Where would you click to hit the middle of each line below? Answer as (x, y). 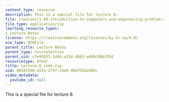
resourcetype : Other (27, 61)
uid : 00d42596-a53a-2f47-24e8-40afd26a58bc (52, 71)
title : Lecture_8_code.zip (33, 66)
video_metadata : (22, 75)
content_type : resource (30, 10)
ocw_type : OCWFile (24, 43)
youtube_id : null (28, 80)
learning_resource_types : (32, 29)
